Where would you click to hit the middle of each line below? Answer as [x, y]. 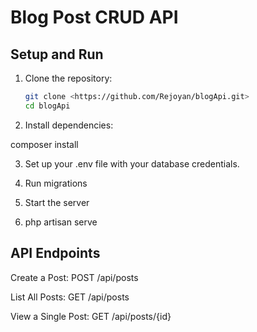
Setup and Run [57, 54]
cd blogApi [47, 106]
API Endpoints [55, 253]
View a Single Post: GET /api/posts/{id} [91, 316]
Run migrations [56, 183]
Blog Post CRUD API [94, 17]
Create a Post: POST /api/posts [74, 277]
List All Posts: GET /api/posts [70, 297]
